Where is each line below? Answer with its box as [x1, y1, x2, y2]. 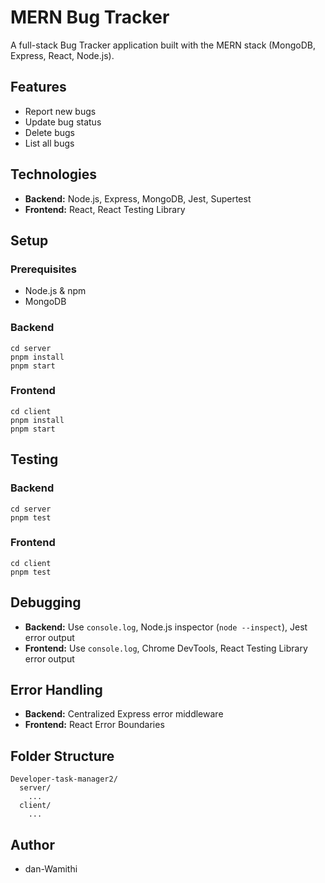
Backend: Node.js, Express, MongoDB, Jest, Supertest [24, 192, 252, 205]
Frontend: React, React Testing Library [24, 203, 186, 215]
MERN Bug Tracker [10, 6, 170, 29]
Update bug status [24, 116, 102, 128]
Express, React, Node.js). [10, 49, 115, 61]
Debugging [10, 594, 82, 611]
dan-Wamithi [24, 863, 78, 875]
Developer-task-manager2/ [10, 774, 118, 785]
